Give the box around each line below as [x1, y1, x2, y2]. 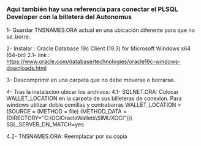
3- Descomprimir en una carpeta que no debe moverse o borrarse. [6, 76, 175, 84]
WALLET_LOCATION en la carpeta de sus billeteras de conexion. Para [6, 94, 182, 102]
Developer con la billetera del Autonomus [6, 12, 132, 21]
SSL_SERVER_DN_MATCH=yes [6, 121, 85, 128]
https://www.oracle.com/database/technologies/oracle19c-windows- [6, 58, 181, 66]
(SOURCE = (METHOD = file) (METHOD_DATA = [6, 108, 127, 115]
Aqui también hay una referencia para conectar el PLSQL [6, 5, 178, 13]
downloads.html [6, 64, 47, 72]
